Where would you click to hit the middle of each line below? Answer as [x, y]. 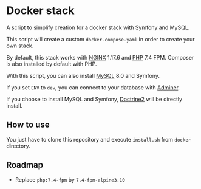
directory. [18, 146]
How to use [28, 125]
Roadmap [25, 165]
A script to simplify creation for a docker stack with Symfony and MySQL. [98, 27]
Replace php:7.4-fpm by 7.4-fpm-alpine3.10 [70, 179]
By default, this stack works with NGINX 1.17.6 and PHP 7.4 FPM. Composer [100, 57]
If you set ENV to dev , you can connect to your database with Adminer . [93, 87]
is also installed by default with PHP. [52, 64]
